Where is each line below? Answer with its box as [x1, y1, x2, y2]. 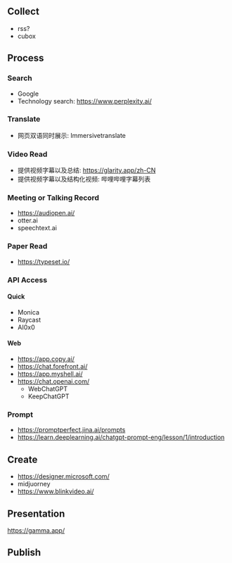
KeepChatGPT [27, 392, 70, 400]
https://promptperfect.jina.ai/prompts [17, 426, 126, 434]
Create [7, 453, 38, 465]
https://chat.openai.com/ [17, 377, 90, 386]
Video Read [7, 149, 48, 159]
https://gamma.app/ [7, 526, 65, 534]
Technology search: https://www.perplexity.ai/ [17, 96, 153, 105]
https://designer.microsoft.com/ [17, 472, 110, 481]
